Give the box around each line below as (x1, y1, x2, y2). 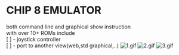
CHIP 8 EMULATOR (6, 4, 101, 17)
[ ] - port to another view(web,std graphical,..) (6, 42, 119, 49)
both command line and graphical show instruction (6, 23, 131, 30)
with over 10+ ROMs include (6, 29, 76, 36)
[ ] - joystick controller (6, 35, 61, 43)
